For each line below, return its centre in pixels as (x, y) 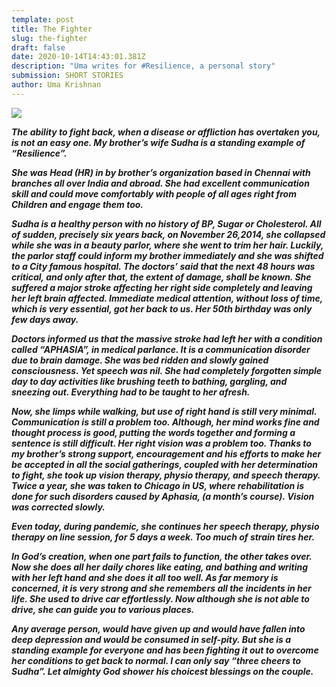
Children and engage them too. (77, 204)
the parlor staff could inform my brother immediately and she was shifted (167, 255)
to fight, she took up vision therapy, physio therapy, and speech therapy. (166, 475)
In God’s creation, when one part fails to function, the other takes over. (162, 556)
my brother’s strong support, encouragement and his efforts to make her (166, 453)
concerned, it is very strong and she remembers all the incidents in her (161, 588)
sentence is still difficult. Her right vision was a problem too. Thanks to (161, 443)
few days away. (45, 319)
